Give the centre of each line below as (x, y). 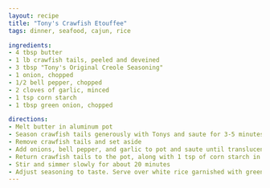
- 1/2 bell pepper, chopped (55, 82)
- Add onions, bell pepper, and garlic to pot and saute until (117, 149)
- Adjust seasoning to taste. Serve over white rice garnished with (125, 172)
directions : (28, 120)
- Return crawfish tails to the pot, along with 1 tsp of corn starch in (135, 157)
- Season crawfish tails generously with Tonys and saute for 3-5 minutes (136, 135)
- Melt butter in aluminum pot (61, 127)
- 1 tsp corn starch (43, 97)
